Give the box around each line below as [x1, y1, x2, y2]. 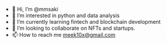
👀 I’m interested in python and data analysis [11, 12, 120, 19]
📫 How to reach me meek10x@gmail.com [11, 32, 116, 38]
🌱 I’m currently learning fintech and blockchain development [11, 18, 161, 25]
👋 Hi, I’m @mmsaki [11, 6, 59, 12]
